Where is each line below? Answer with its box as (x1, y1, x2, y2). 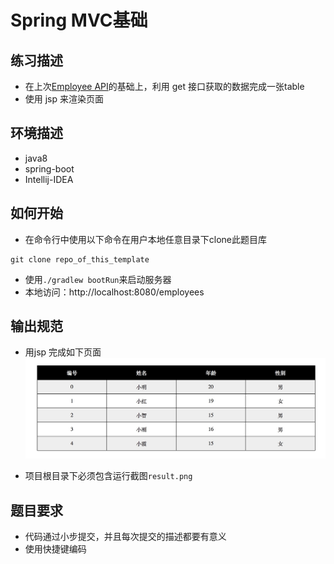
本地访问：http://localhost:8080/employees (24, 286, 205, 298)
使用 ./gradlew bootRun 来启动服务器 (24, 273, 172, 285)
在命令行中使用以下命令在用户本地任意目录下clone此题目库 (24, 233, 268, 245)
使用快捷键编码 (24, 543, 87, 555)
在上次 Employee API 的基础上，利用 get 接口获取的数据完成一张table (24, 81, 305, 92)
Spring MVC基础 (10, 9, 148, 32)
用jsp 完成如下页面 (24, 346, 102, 358)
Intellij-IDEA (24, 173, 74, 185)
